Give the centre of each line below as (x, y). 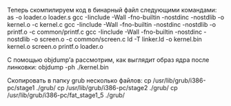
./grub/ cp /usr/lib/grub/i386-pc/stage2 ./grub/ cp (107, 88)
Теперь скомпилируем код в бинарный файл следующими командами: (112, 10)
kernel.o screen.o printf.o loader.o (55, 46)
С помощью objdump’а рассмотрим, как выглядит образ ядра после (108, 60)
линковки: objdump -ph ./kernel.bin (58, 67)
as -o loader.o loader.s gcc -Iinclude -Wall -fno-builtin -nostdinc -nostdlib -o (116, 17)
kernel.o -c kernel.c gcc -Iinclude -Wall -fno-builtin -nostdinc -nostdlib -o (111, 24)
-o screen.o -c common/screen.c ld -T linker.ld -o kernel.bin (117, 39)
